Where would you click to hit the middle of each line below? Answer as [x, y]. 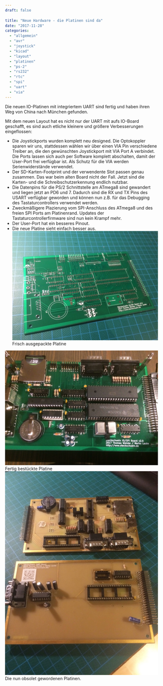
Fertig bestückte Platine [29, 469]
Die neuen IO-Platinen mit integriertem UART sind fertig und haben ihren [77, 106]
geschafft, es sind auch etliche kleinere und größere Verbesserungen [74, 126]
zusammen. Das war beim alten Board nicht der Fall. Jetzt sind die [78, 177]
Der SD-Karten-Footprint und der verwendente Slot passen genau [78, 172]
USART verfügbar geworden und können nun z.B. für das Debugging [81, 197]
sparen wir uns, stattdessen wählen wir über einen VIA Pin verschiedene [84, 146]
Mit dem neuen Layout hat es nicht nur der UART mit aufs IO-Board [72, 121]
